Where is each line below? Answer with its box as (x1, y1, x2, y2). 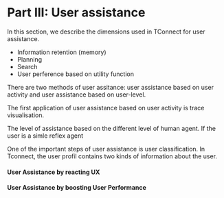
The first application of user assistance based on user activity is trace (7, 103, 205, 112)
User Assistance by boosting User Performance (7, 184, 146, 192)
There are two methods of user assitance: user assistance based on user (7, 83, 214, 91)
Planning (16, 55, 43, 63)
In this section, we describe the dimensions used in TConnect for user (7, 27, 205, 36)
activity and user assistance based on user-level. (7, 90, 146, 99)
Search (16, 62, 38, 71)
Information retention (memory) (16, 48, 107, 56)
